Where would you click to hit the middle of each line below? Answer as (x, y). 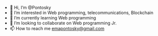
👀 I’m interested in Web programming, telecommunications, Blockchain (81, 13)
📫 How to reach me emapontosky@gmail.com (57, 28)
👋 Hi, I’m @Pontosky (30, 8)
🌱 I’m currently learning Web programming (53, 18)
